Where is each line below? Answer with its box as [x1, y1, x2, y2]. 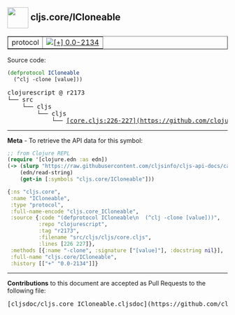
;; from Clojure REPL [7, 150, 71, 157]
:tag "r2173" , [38, 227, 80, 234]
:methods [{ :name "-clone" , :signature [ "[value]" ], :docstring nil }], [10, 246, 224, 254]
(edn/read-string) [20, 169, 73, 176]
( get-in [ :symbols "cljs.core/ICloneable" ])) [20, 176, 155, 183]
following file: [7, 286, 46, 295]
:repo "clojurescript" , [38, 221, 108, 228]
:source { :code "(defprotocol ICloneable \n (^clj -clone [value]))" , [10, 214, 220, 221]
